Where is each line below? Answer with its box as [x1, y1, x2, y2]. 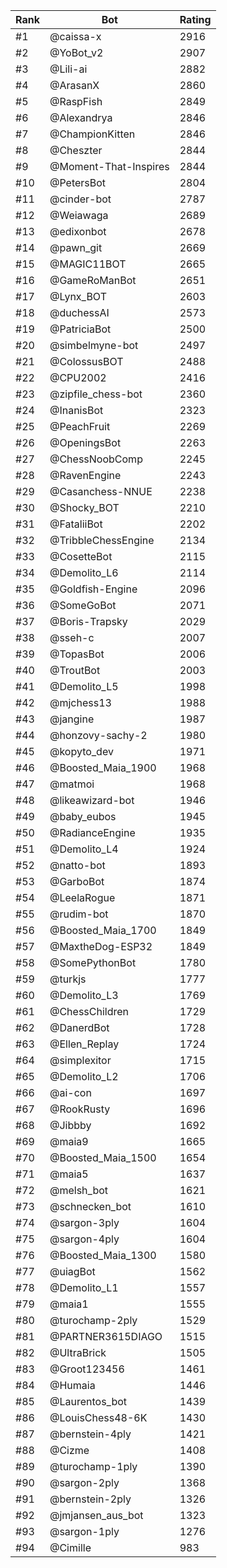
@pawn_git [49, 241, 103, 254]
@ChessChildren [49, 1005, 130, 1018]
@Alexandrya [49, 111, 113, 124]
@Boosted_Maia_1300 [49, 1249, 157, 1262]
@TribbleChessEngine [49, 534, 155, 547]
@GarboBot [49, 875, 105, 888]
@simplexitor [49, 1054, 112, 1067]
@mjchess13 [49, 696, 112, 709]
